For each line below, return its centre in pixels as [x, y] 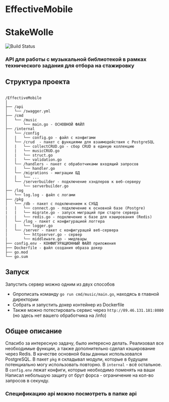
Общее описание [34, 331]
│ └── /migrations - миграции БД [43, 173]
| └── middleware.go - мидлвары [46, 239]
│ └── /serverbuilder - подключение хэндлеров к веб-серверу [73, 182]
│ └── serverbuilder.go [37, 186]
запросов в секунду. [27, 381]
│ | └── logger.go [29, 226]
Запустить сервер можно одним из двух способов [60, 284]
